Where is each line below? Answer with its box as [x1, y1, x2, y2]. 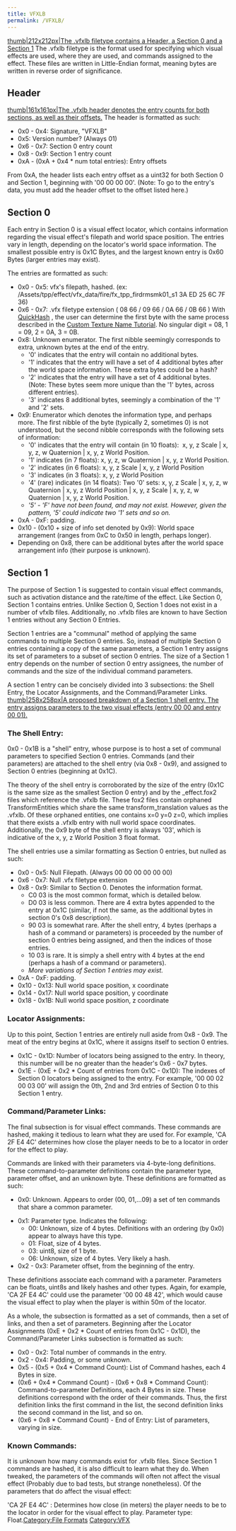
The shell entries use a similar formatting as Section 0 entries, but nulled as [7, 847, 227, 855]
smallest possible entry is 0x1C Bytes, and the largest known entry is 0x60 [7, 248, 224, 256]
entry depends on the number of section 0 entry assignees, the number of [7, 659, 224, 668]
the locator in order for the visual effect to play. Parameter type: [7, 1508, 193, 1517]
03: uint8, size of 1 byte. [28, 1246, 98, 1255]
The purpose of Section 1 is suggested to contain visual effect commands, [7, 585, 224, 593]
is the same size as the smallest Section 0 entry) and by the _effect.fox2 [7, 788, 217, 797]
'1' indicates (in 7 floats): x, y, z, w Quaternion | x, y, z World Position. [28, 456, 230, 465]
